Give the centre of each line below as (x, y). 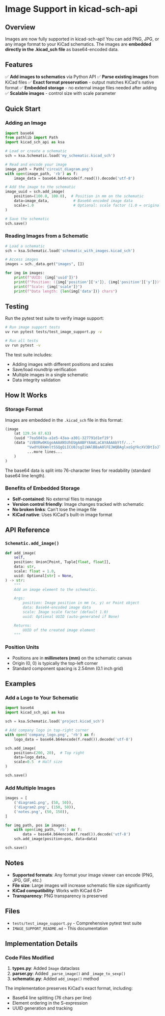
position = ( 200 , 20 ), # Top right (49, 753)
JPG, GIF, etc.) (27, 880)
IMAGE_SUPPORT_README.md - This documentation (60, 928)
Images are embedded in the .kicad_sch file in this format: (64, 420)
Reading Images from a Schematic (47, 236)
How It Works (26, 396)
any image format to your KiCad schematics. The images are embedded (78, 44)
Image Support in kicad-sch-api (71, 9)
